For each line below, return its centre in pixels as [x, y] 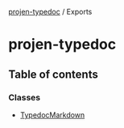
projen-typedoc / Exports [50, 12]
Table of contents [53, 74]
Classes [25, 97]
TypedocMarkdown [52, 115]
